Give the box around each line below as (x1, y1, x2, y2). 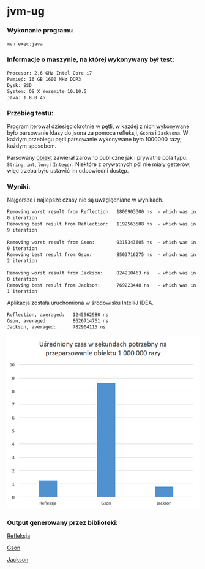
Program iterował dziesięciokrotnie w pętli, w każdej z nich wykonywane (7, 122, 190, 130)
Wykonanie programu (7, 26, 73, 35)
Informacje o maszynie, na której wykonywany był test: (7, 55, 175, 64)
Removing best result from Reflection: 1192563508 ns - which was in (7, 221, 196, 227)
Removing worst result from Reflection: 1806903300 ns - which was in (7, 209, 196, 215)
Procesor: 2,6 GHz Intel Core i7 (7, 70, 92, 76)
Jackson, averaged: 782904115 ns (7, 324, 106, 330)
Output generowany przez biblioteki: (7, 518, 118, 527)
